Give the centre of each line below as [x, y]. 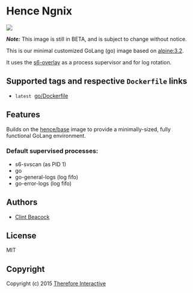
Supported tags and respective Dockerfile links [97, 82]
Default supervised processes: [52, 151]
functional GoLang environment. [46, 135]
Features [23, 115]
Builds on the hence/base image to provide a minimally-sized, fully [89, 129]
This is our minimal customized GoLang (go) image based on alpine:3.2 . [95, 51]
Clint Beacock [32, 217]
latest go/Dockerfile [41, 96]
